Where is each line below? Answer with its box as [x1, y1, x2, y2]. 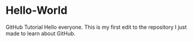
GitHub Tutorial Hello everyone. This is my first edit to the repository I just [5, 23, 187, 31]
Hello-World [5, 4, 68, 17]
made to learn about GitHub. [5, 29, 76, 37]
